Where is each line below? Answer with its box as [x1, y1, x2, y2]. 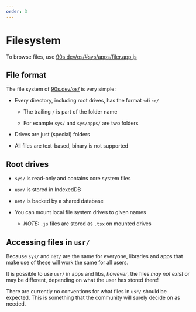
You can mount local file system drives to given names [14, 209, 146, 216]
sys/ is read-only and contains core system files [14, 175, 131, 182]
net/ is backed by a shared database [14, 197, 104, 205]
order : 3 [6, 8, 27, 15]
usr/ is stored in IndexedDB [14, 186, 81, 193]
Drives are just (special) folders [14, 131, 91, 138]
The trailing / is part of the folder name [23, 108, 118, 115]
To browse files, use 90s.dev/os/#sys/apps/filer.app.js [6, 53, 137, 60]
